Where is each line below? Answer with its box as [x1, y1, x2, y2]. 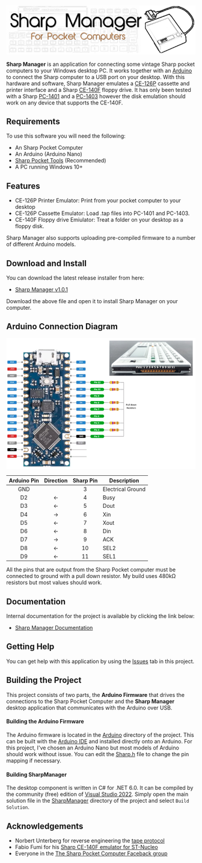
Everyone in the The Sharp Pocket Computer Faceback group [14, 850, 168, 857]
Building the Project [6, 675, 82, 685]
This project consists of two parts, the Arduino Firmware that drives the [6, 691, 185, 698]
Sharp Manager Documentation [14, 624, 93, 632]
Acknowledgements [6, 821, 84, 831]
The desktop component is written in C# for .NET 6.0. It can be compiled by [6, 784, 194, 792]
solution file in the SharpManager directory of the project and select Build [6, 797, 189, 804]
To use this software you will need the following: [6, 132, 126, 140]
